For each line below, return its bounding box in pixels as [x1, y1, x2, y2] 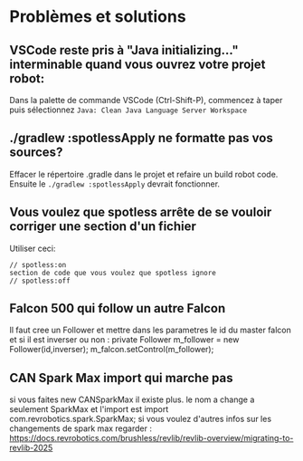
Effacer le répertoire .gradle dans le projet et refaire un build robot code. [9, 168, 279, 179]
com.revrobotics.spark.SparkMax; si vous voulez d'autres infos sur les [9, 414, 272, 425]
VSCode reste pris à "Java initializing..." [9, 43, 240, 58]
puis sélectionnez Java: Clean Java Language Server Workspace [9, 104, 247, 115]
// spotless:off [9, 276, 71, 285]
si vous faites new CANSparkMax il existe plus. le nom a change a [9, 394, 255, 405]
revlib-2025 [9, 442, 53, 454]
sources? [9, 145, 63, 160]
